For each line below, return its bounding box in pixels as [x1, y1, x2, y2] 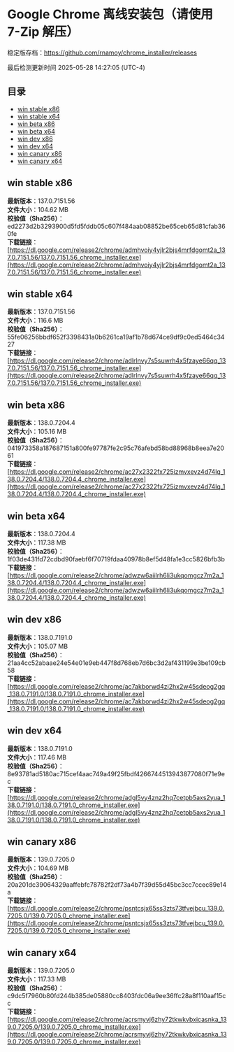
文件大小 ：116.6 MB [7, 316, 64, 325]
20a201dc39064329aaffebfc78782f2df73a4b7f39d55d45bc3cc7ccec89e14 [7, 881, 227, 889]
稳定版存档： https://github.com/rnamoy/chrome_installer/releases [7, 48, 198, 57]
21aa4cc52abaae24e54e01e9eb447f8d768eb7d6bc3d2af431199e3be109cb [7, 659, 226, 667]
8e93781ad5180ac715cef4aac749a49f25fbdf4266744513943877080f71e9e [7, 769, 226, 778]
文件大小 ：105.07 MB [7, 642, 68, 650]
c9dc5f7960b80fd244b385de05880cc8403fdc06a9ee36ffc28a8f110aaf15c [7, 992, 226, 1000]
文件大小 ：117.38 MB [7, 538, 66, 547]
